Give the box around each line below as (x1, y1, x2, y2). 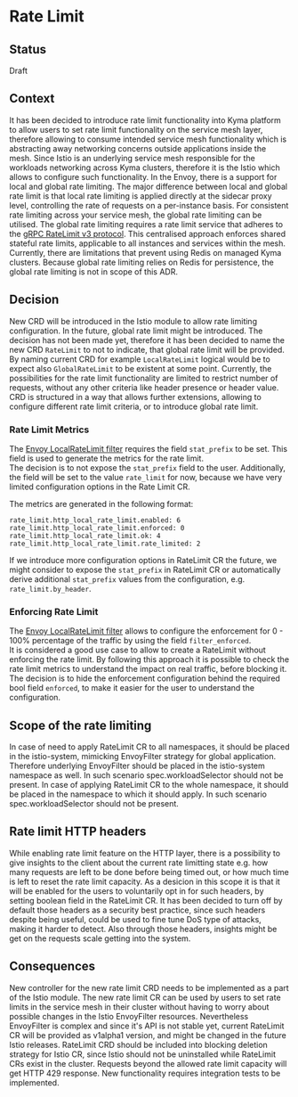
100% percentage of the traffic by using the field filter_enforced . (9, 635, 252, 646)
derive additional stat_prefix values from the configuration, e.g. (9, 573, 246, 585)
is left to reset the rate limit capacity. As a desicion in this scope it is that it (9, 876, 280, 887)
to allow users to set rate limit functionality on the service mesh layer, (9, 124, 263, 135)
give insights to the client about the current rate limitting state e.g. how (9, 857, 269, 868)
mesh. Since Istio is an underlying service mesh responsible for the (9, 152, 255, 163)
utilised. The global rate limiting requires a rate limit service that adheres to (9, 218, 283, 229)
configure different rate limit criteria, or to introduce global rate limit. (9, 401, 259, 412)
